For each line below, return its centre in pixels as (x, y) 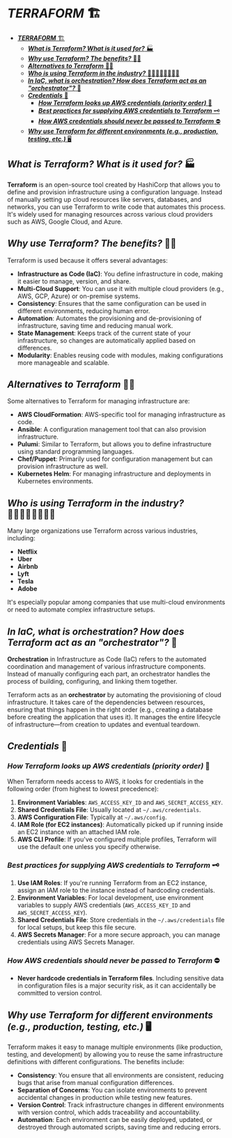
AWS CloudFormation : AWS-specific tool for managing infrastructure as (121, 414)
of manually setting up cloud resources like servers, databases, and (105, 199)
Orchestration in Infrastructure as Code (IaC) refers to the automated (107, 659)
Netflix (27, 552)
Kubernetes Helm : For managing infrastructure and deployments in (114, 474)
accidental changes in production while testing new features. (105, 1098)
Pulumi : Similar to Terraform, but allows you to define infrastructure (114, 444)
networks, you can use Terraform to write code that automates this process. (116, 207)
